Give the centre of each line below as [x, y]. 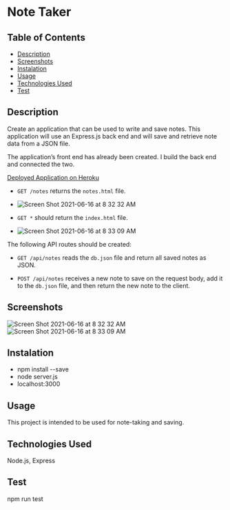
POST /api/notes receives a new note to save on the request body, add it [120, 278]
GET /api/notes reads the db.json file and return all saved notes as [112, 257]
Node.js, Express [31, 461]
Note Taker [39, 12]
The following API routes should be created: [70, 244]
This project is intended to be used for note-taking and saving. [96, 422]
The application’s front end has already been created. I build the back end [112, 156]
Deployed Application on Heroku [53, 177]
